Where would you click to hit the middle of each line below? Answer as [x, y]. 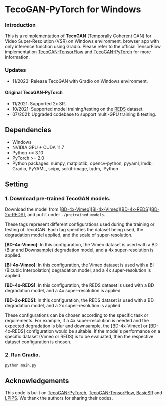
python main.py [21, 365]
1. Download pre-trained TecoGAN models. [58, 199]
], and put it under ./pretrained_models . [64, 215]
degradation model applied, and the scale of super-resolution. [69, 235]
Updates [16, 70]
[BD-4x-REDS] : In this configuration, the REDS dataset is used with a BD [80, 285]
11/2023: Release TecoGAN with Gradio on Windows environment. [80, 81]
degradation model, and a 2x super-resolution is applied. [63, 306]
